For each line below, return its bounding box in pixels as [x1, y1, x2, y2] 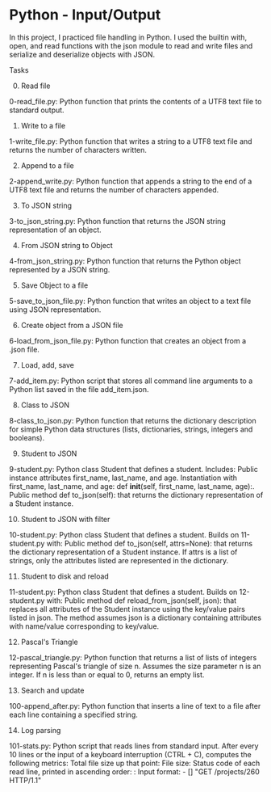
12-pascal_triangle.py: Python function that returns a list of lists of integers [9, 652, 257, 662]
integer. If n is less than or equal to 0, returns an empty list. [9, 669, 205, 680]
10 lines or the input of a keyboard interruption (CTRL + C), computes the [9, 749, 252, 759]
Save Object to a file [20, 280, 89, 290]
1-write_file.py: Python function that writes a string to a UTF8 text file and [9, 136, 252, 146]
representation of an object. [9, 225, 102, 234]
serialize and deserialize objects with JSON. [9, 49, 156, 59]
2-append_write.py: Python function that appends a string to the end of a [9, 176, 252, 186]
